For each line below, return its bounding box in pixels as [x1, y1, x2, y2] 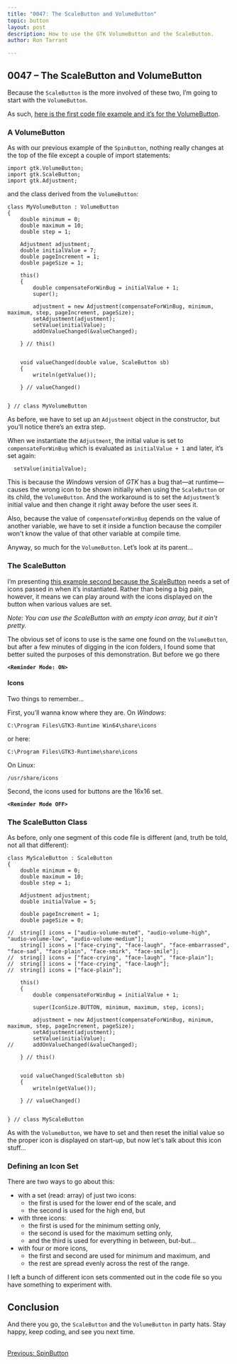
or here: [7, 734, 31, 743]
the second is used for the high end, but [28, 1206, 145, 1215]
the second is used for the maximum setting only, [28, 1229, 172, 1237]
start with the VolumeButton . [7, 95, 88, 104]
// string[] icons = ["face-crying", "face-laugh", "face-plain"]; [7, 954, 214, 961]
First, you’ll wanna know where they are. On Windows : [7, 708, 167, 717]
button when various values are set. [7, 600, 112, 608]
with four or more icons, [17, 1244, 88, 1252]
